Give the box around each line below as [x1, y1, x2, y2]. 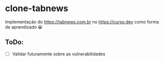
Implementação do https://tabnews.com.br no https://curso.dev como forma [5, 19, 159, 25]
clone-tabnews [5, 3, 69, 14]
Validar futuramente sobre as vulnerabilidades [12, 51, 105, 57]
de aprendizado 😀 [5, 24, 43, 30]
